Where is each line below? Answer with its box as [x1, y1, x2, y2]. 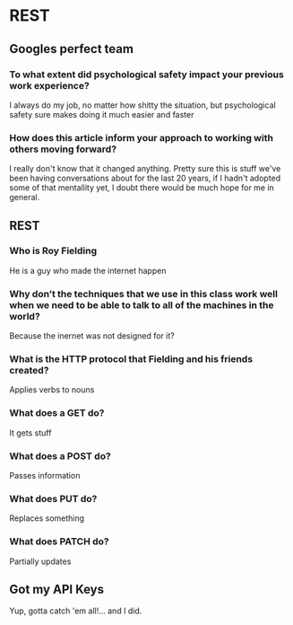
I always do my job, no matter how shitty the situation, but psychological [9, 100, 276, 110]
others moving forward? [9, 143, 117, 155]
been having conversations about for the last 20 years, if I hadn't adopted [9, 172, 281, 184]
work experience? [9, 79, 90, 92]
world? [9, 310, 40, 322]
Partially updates [9, 556, 72, 567]
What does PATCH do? [9, 535, 109, 548]
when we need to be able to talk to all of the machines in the [9, 298, 275, 311]
